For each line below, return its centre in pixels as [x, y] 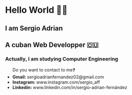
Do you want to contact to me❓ [44, 70]
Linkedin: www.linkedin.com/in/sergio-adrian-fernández [70, 88]
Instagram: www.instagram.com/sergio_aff [56, 82]
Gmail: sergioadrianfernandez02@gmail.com [58, 77]
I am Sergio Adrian [34, 28]
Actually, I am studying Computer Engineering [62, 59]
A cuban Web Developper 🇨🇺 [52, 45]
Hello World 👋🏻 [36, 10]
